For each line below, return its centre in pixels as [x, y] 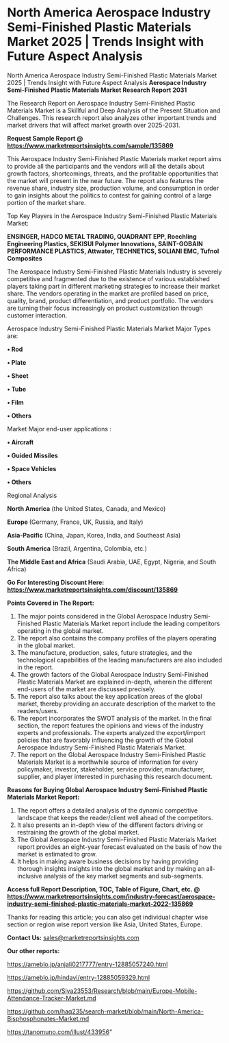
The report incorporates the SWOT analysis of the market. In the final [114, 718]
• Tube [17, 389]
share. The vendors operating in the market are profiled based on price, [108, 293]
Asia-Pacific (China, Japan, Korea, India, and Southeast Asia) [94, 535]
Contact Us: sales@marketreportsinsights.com [73, 937]
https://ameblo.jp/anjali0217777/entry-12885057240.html [87, 964]
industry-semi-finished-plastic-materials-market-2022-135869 [100, 904]
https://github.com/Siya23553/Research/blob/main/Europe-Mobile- [102, 991]
